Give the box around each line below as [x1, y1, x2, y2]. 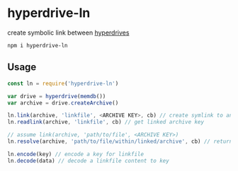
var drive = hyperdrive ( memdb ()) [7, 93, 106, 100]
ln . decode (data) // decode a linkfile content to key [7, 157, 170, 164]
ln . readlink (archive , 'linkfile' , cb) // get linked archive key [7, 119, 204, 126]
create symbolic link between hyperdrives [7, 28, 130, 37]
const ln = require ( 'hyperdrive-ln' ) [7, 80, 119, 87]
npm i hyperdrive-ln [7, 42, 69, 49]
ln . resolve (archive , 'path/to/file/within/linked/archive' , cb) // [7, 138, 211, 145]
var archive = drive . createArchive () [7, 99, 119, 107]
